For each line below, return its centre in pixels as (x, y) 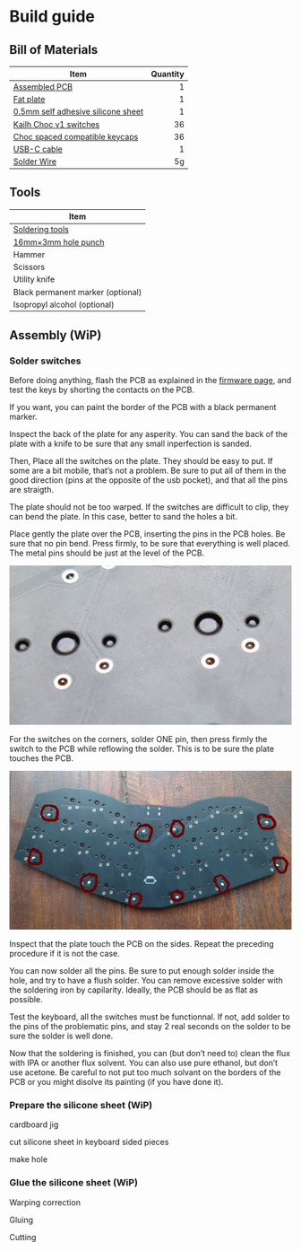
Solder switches (45, 361)
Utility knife (34, 279)
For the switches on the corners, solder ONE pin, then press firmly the (138, 739)
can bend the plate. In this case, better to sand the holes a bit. (123, 516)
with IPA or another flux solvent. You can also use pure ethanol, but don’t (144, 1063)
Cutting (23, 1237)
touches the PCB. (42, 758)
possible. (26, 999)
